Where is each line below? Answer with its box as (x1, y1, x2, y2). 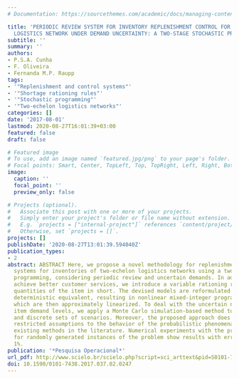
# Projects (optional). (7, 201, 78, 209)
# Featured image (7, 149, 59, 156)
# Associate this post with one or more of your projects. (7, 208, 193, 215)
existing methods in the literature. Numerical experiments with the (14, 327, 224, 335)
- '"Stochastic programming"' (7, 96, 97, 103)
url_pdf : (7, 353, 33, 360)
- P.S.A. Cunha (7, 56, 53, 64)
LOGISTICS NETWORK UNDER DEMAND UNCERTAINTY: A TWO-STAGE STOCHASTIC (14, 30, 224, 37)
